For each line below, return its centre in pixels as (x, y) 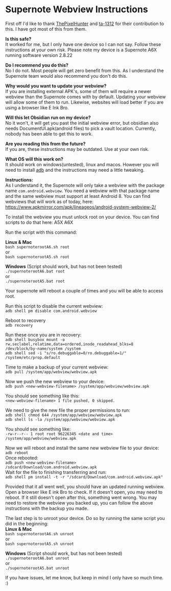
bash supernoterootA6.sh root (38, 247)
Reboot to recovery (26, 320)
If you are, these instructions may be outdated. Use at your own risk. (77, 149)
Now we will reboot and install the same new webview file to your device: (82, 448)
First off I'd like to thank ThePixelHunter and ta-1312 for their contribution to (85, 24)
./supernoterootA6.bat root (35, 271)
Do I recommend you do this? (37, 65)
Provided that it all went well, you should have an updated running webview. (85, 486)
